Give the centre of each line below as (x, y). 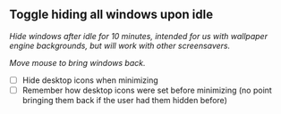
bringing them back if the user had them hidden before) (125, 100)
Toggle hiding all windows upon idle (111, 15)
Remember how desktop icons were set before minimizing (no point (147, 90)
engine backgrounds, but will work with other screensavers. (120, 45)
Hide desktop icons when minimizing (90, 80)
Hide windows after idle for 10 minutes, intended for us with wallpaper (139, 36)
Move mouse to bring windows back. (77, 62)
